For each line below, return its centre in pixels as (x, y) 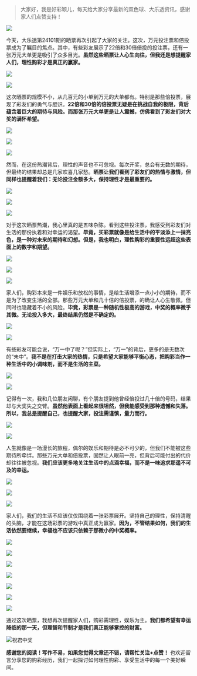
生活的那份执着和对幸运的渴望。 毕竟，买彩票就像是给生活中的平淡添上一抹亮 (98, 232)
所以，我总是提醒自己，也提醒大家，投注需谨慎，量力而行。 (78, 413)
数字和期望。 (37, 247)
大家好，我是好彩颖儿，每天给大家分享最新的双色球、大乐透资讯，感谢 (105, 9)
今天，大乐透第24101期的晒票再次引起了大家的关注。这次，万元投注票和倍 (95, 40)
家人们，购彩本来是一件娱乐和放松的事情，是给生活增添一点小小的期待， (93, 293)
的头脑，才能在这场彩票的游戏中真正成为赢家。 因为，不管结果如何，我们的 (96, 523)
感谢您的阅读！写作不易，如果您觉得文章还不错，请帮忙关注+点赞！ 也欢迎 (96, 652)
